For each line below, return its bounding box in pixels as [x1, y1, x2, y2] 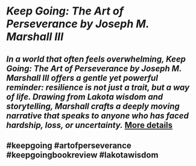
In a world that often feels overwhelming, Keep [6, 54, 186, 64]
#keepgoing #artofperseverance [6, 140, 131, 150]
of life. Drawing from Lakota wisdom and [6, 92, 163, 102]
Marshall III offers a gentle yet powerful [6, 72, 159, 83]
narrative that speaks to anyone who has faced [6, 110, 189, 121]
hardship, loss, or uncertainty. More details [6, 120, 173, 130]
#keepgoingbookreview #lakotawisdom [6, 150, 159, 160]
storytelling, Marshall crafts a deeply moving [6, 101, 180, 111]
